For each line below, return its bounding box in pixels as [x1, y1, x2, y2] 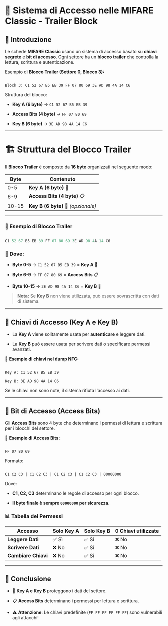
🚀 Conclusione [5, 574, 51, 583]
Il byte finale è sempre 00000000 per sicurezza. [12, 500, 110, 506]
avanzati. [12, 346, 31, 352]
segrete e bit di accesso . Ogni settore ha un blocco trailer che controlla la [5, 54, 159, 60]
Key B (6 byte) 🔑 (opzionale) [28, 202, 97, 209]
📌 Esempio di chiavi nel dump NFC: [5, 356, 79, 362]
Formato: [5, 458, 24, 464]
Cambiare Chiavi [7, 552, 48, 559]
